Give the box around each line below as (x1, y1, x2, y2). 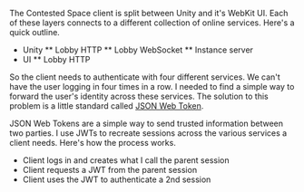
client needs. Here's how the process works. (9, 138, 177, 148)
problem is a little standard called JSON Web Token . (9, 101, 204, 111)
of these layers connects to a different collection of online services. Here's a (9, 17, 295, 28)
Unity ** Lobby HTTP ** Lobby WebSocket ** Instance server (22, 44, 254, 55)
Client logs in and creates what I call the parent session (22, 155, 230, 166)
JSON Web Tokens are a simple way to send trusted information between (9, 118, 284, 129)
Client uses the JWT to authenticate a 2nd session (22, 174, 211, 185)
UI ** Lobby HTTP (22, 54, 91, 64)
